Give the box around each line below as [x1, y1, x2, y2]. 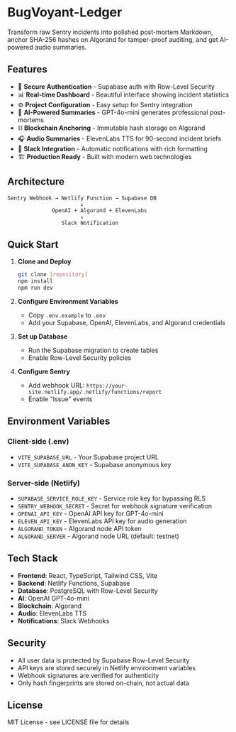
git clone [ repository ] [17, 271, 89, 278]
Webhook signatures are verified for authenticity [17, 671, 159, 679]
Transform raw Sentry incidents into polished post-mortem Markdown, [7, 28, 213, 36]
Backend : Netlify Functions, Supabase [17, 579, 130, 587]
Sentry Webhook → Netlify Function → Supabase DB [7, 195, 157, 202]
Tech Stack [7, 552, 58, 564]
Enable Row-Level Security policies [28, 354, 132, 362]
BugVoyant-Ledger [7, 4, 123, 21]
